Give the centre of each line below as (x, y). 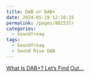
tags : (13, 40)
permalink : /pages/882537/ (40, 23)
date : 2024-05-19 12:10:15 (40, 17)
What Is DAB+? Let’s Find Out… (45, 68)
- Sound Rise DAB (34, 51)
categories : (21, 29)
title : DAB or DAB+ (31, 12)
